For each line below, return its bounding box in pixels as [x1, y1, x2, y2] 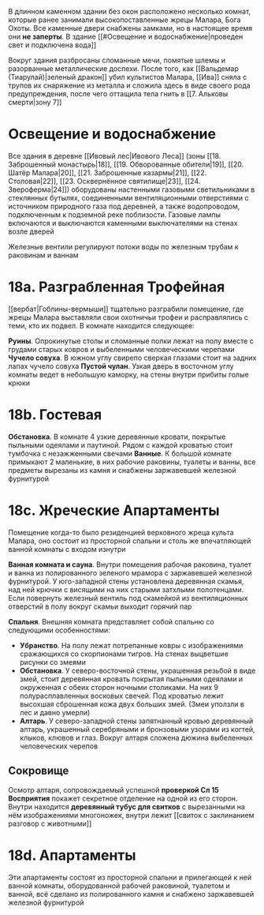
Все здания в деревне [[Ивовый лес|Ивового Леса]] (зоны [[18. [8, 151, 221, 160]
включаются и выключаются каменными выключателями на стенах [8, 218, 238, 227]
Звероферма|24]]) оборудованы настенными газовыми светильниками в [8, 185, 255, 194]
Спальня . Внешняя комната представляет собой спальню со [8, 617, 214, 626]
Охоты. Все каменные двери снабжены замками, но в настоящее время [8, 24, 253, 32]
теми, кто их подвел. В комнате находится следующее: [8, 321, 195, 330]
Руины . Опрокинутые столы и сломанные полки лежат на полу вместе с [8, 336, 254, 346]
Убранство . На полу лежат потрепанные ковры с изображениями [19, 640, 244, 650]
